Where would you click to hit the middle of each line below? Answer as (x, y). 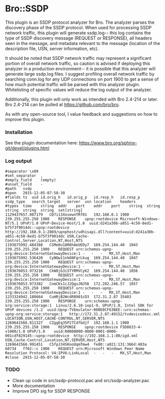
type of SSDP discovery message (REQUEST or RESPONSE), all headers (79, 38)
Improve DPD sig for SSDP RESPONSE (51, 391)
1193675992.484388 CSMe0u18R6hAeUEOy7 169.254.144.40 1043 (72, 245)
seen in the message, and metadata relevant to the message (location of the (83, 43)
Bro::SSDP (27, 9)
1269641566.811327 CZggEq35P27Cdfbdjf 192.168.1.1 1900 (67, 323)
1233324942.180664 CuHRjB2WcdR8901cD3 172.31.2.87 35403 (68, 297)
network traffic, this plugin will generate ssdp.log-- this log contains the (78, 33)
